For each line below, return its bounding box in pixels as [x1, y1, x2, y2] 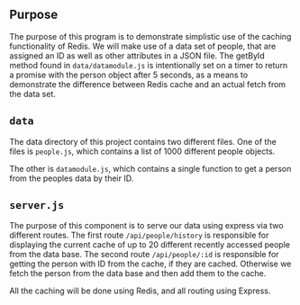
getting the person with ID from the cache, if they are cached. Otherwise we [9, 258, 292, 269]
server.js [9, 199, 65, 212]
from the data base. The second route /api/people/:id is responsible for [9, 249, 279, 260]
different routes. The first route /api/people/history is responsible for [9, 229, 269, 241]
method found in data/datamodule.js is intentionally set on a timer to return [9, 59, 288, 70]
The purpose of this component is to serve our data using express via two [9, 220, 284, 231]
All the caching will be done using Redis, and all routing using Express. [9, 285, 271, 296]
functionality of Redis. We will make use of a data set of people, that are [9, 40, 277, 51]
